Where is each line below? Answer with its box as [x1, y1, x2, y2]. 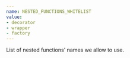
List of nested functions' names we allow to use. [6, 46, 125, 53]
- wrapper [6, 25, 31, 31]
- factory [6, 30, 31, 36]
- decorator [6, 19, 36, 25]
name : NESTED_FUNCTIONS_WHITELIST [6, 8, 92, 15]
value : [6, 14, 23, 20]
